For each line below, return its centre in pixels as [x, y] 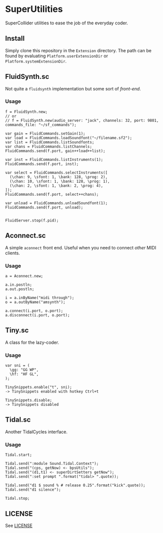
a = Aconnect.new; [24, 276]
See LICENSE [19, 526]
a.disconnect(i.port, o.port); [38, 315]
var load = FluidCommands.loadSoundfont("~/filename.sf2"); [69, 138]
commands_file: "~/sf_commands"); [41, 125]
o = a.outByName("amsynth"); [35, 302]
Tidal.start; [19, 455]
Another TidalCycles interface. [37, 432]
